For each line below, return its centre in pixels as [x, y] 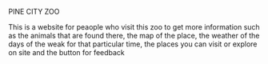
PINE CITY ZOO [34, 12]
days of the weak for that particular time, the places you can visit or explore [133, 44]
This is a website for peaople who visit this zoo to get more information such [134, 27]
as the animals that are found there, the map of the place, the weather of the [134, 36]
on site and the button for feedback [67, 52]
